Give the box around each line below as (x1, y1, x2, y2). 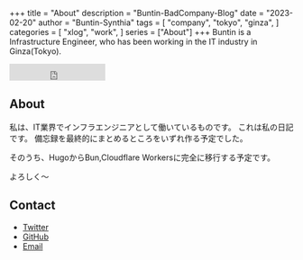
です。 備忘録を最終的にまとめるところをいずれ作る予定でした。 (9, 132, 248, 143)
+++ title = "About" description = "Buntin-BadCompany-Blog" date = (9, 8, 264, 18)
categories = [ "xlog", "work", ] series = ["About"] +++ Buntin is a (9, 27, 252, 37)
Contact (9, 198, 56, 213)
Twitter (22, 221, 50, 232)
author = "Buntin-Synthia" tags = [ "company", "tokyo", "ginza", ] (38, 17, 280, 28)
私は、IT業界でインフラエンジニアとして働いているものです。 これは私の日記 (9, 121, 294, 132)
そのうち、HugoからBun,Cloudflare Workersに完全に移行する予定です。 (9, 152, 275, 163)
